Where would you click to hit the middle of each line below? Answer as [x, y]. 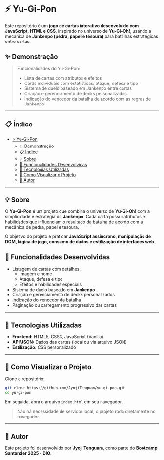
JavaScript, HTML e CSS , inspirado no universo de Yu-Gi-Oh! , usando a [78, 31]
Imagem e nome [36, 274]
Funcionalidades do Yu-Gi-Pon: [49, 68]
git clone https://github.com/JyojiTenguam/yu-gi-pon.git [65, 388]
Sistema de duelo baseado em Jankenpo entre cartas [78, 88]
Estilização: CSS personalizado [44, 347]
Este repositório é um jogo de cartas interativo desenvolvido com [72, 26]
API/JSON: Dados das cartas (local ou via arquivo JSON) [69, 342]
